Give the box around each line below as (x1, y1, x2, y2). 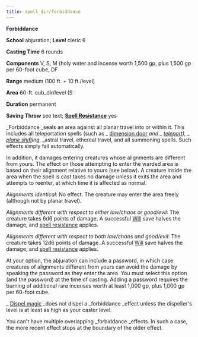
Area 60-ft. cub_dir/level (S (6, 89, 73, 96)
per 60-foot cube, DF (6, 66, 58, 73)
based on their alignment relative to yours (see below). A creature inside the (6, 166, 191, 174)
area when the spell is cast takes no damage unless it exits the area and (6, 173, 182, 180)
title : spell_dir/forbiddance (6, 8, 81, 15)
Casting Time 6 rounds (6, 48, 63, 55)
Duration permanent (6, 100, 56, 108)
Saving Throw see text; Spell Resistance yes (6, 112, 117, 119)
